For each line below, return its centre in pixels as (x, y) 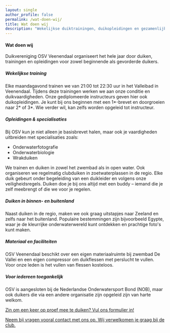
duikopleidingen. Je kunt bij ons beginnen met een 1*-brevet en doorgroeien (85, 102)
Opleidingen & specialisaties (36, 119)
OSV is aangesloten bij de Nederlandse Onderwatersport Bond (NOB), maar (84, 289)
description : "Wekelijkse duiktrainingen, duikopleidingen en (72, 29)
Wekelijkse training (26, 73)
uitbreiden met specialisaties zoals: (42, 137)
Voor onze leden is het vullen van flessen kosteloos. (59, 265)
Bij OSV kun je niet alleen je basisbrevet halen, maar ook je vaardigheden (81, 132)
